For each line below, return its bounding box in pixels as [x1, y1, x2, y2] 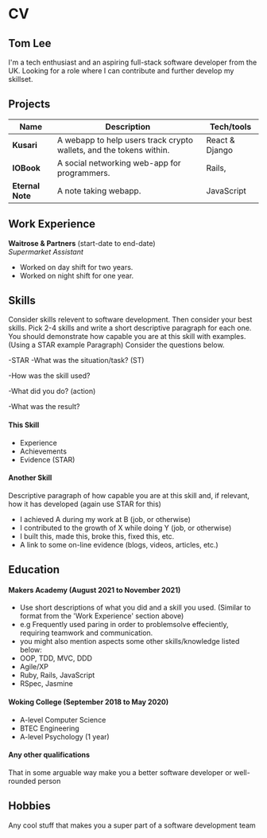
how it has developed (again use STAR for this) [8, 499, 161, 509]
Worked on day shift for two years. [19, 262, 133, 271]
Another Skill [8, 473, 52, 482]
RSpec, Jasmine [19, 679, 73, 688]
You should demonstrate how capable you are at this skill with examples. [8, 332, 246, 341]
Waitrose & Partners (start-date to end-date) [8, 238, 157, 248]
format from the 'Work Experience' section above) [19, 611, 184, 621]
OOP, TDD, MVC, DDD [19, 653, 93, 663]
